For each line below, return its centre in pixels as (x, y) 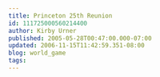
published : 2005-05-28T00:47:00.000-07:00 (80, 38)
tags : (17, 61)
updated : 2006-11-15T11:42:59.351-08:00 (77, 46)
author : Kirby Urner (43, 30)
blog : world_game (37, 53)
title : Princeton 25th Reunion (60, 16)
